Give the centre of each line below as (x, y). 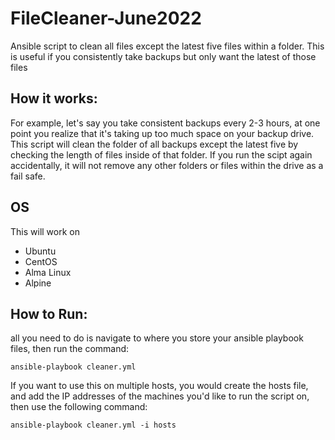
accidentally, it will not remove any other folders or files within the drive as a (167, 165)
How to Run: (49, 313)
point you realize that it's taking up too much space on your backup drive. (162, 133)
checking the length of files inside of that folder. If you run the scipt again (161, 154)
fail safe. (28, 176)
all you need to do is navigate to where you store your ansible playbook (157, 338)
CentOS (41, 261)
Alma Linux (48, 272)
